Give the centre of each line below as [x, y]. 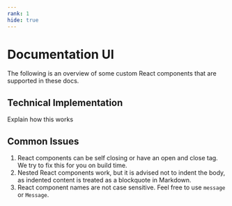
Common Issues [43, 141]
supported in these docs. [43, 81]
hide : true [23, 20]
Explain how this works [40, 119]
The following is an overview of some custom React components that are [112, 74]
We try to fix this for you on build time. [72, 165]
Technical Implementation [65, 102]
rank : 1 [18, 14]
